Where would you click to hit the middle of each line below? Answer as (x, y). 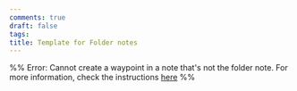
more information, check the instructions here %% (102, 78)
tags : (19, 34)
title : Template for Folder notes (74, 42)
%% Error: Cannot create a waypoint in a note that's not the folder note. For (148, 68)
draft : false (34, 26)
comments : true (38, 17)
